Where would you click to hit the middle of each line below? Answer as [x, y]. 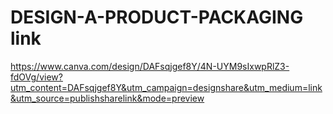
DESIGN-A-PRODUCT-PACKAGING [157, 17]
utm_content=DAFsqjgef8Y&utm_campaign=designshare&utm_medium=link [166, 87]
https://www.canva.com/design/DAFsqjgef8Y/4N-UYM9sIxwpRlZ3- [150, 66]
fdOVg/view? [36, 77]
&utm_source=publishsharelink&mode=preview [107, 98]
